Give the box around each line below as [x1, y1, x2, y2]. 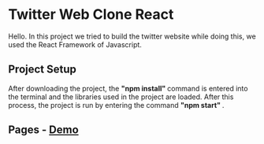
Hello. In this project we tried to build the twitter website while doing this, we [8, 31, 256, 41]
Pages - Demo [8, 124, 79, 137]
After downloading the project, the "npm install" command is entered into [8, 83, 248, 93]
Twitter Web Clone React [8, 6, 174, 24]
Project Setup [8, 63, 77, 76]
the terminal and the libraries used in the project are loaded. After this [8, 92, 234, 102]
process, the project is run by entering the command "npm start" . [8, 100, 225, 109]
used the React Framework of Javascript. [8, 39, 142, 49]
